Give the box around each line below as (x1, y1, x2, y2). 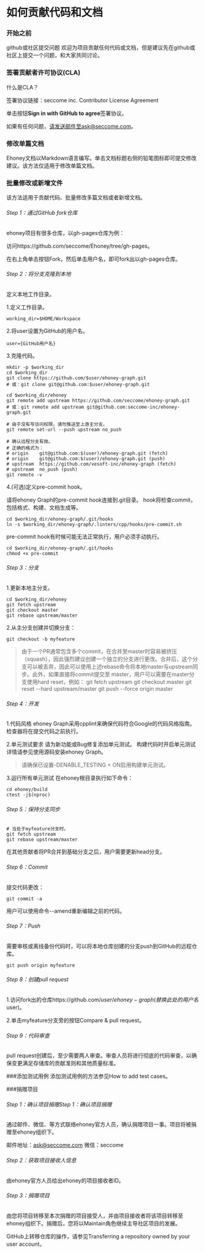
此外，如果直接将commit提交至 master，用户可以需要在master (32, 671, 190, 678)
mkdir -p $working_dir (6, 364, 64, 370)
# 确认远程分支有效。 (6, 438, 53, 444)
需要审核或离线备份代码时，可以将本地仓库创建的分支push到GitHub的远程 (6, 942, 192, 950)
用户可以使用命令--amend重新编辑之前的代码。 (6, 907, 125, 915)
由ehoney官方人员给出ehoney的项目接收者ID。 (6, 1177, 124, 1184)
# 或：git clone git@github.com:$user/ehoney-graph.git (6, 381, 150, 387)
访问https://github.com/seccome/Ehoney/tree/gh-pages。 (6, 242, 153, 250)
